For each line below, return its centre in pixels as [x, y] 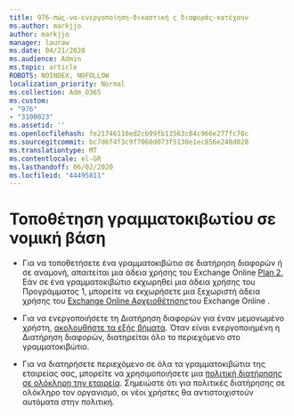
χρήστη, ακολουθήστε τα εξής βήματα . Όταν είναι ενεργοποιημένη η [151, 328]
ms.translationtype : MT [53, 150]
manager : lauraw [39, 42]
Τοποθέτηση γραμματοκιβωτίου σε [143, 219]
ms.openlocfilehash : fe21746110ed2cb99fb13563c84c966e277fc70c [129, 134]
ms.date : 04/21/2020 [48, 51]
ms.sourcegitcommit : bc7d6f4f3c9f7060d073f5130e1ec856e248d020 [129, 142]
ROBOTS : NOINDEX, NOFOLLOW [59, 76]
